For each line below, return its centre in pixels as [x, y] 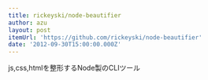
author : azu [28, 23]
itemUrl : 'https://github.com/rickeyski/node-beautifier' [105, 37]
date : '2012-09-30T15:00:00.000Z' [65, 45]
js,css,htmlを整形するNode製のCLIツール [74, 68]
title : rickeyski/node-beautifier [65, 15]
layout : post [30, 30]
